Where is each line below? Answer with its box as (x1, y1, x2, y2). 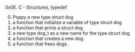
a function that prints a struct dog (12, 25, 83, 31)
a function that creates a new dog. (12, 35, 85, 41)
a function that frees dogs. (12, 41, 69, 47)
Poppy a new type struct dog (12, 14, 74, 20)
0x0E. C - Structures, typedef (5, 5, 68, 10)
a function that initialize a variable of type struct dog (12, 20, 122, 25)
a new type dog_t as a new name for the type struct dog (12, 30, 130, 36)
